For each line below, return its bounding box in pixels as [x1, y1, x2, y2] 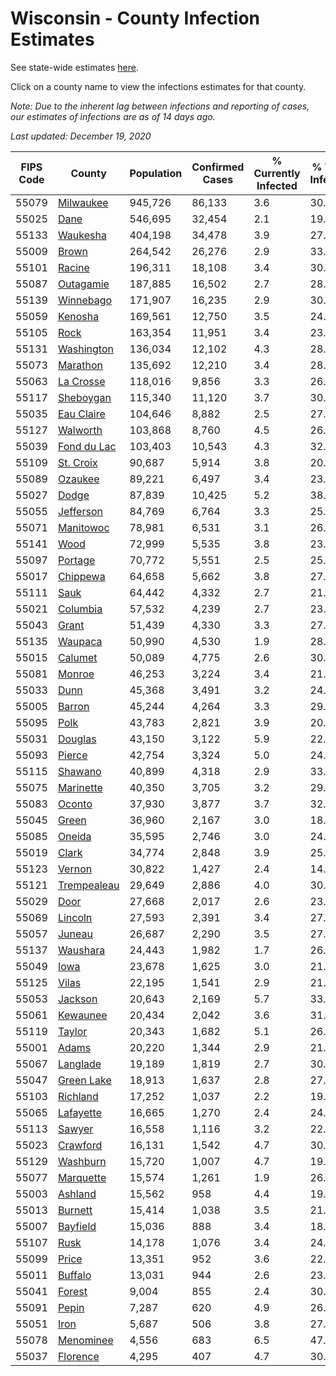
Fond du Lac [57, 439, 117, 453]
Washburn [57, 1154, 107, 1168]
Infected [256, 178, 298, 192]
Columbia [57, 602, 103, 616]
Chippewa [57, 569, 106, 583]
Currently [253, 166, 301, 180]
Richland [57, 1089, 99, 1103]
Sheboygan [57, 390, 112, 404]
